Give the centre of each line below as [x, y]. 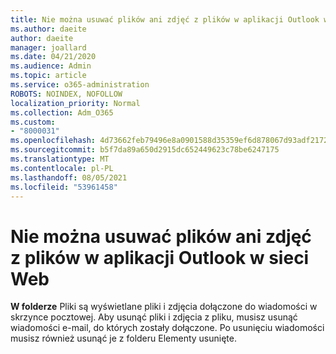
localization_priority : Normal [75, 103]
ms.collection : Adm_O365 [62, 112]
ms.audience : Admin [51, 66]
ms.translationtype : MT [60, 159]
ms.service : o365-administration [80, 85]
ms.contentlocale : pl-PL [62, 168]
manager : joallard [48, 47]
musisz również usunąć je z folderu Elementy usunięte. [123, 338]
